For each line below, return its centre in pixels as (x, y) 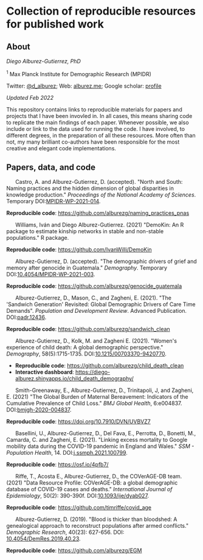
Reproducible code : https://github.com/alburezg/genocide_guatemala (94, 286)
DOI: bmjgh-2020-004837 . (39, 410)
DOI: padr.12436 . (26, 317)
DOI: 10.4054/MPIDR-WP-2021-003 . (51, 275)
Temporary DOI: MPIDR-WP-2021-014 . (53, 201)
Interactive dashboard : (44, 372)
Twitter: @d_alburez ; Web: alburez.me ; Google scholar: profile (84, 86)
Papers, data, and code (51, 168)
